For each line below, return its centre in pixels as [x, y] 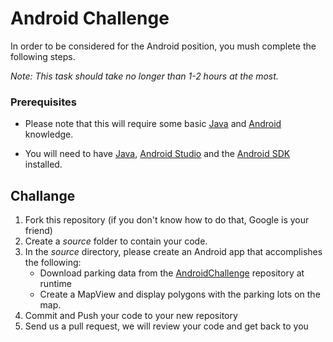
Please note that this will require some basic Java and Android [153, 124]
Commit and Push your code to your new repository [131, 316]
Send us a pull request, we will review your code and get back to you [166, 326]
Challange [43, 195]
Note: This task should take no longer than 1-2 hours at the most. [144, 76]
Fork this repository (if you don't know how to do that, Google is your [167, 220]
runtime [55, 284]
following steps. [43, 56]
